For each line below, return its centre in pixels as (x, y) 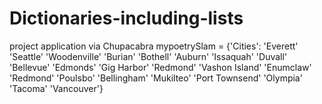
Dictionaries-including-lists (126, 18)
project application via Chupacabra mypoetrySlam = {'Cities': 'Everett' (154, 46)
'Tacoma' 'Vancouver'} (56, 88)
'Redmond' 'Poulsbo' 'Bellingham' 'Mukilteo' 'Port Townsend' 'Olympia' (156, 78)
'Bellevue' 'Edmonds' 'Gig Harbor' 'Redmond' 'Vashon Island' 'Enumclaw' (160, 67)
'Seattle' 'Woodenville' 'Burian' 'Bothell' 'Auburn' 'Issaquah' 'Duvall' (148, 56)
